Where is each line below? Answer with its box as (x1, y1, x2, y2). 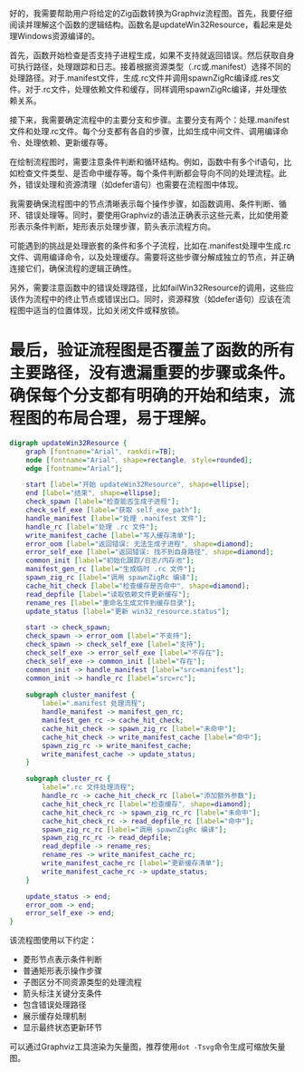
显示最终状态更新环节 (22, 1022, 102, 1033)
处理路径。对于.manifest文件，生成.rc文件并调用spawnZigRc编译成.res (9, 73, 272, 83)
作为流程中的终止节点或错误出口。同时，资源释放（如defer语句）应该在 (16, 294, 283, 304)
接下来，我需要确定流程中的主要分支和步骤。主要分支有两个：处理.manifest (9, 114, 290, 125)
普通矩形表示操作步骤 (22, 965, 102, 977)
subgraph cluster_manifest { (25, 690, 136, 700)
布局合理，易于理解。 (57, 408, 216, 429)
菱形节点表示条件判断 (22, 954, 102, 965)
